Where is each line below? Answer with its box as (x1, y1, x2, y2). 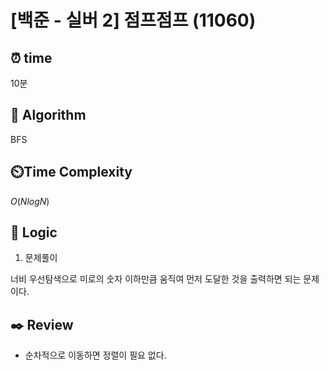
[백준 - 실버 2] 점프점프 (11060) (10, 9, 257, 32)
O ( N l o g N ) (10, 195, 50, 207)
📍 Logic (10, 224, 58, 241)
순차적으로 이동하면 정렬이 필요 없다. (24, 349, 167, 361)
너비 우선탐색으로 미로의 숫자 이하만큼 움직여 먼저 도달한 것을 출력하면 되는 (10, 273, 302, 285)
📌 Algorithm (10, 107, 87, 124)
